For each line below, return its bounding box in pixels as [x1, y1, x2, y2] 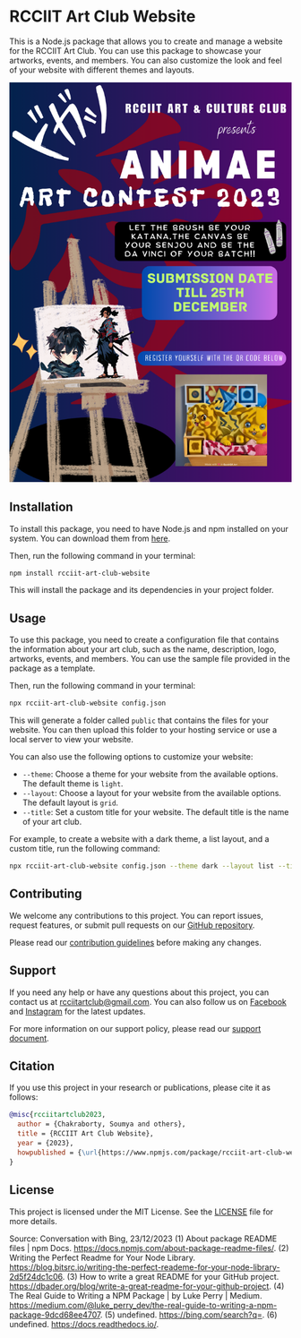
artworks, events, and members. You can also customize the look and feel [9, 55, 282, 65]
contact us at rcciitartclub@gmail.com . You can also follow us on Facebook [9, 996, 287, 1007]
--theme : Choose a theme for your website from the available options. [21, 768, 279, 780]
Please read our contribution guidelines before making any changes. [9, 937, 262, 948]
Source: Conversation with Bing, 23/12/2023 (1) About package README [9, 1233, 278, 1244]
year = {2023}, [17, 1139, 74, 1148]
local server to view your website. [9, 734, 134, 745]
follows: [9, 1092, 39, 1102]
